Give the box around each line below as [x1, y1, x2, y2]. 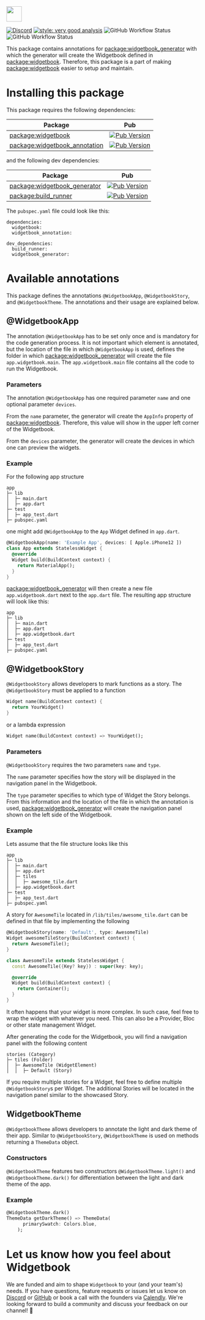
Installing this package [6, 86, 124, 100]
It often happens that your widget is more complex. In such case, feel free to [6, 1008, 199, 1016]
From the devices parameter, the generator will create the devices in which [6, 437, 195, 445]
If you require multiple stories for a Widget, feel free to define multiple [6, 1078, 182, 1085]
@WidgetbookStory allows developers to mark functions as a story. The [6, 680, 182, 688]
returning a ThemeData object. [6, 1138, 80, 1145]
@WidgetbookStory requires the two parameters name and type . [6, 761, 161, 769]
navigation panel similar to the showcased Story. [6, 1091, 129, 1098]
